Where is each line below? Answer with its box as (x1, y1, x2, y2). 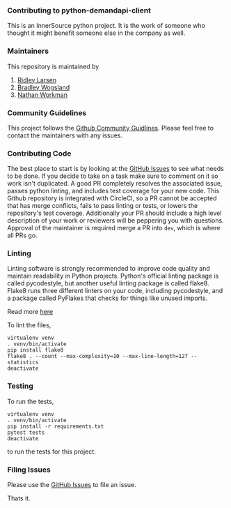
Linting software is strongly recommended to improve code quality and (7, 264, 210, 273)
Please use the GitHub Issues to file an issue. (7, 481, 137, 489)
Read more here (7, 308, 54, 316)
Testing (7, 381, 33, 391)
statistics (7, 359, 39, 366)
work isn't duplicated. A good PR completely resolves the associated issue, (7, 179, 223, 188)
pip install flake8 (7, 347, 64, 354)
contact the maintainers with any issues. (7, 131, 123, 140)
